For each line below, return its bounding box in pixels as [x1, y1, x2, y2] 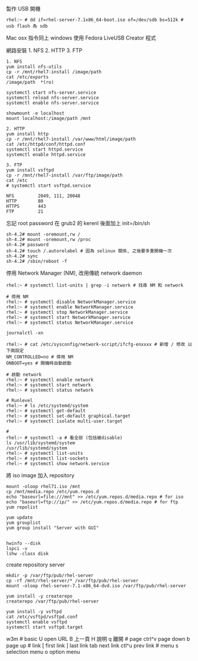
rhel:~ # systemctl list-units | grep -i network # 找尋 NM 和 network [6, 282, 184, 288]
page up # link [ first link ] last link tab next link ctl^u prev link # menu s [6, 642, 178, 649]
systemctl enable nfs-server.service [6, 100, 99, 106]
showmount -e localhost [6, 110, 65, 116]
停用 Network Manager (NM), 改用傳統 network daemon [6, 269, 142, 276]
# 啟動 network [6, 372, 42, 377]
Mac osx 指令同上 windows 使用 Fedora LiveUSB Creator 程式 [6, 34, 157, 41]
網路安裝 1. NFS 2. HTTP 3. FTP [6, 47, 83, 54]
